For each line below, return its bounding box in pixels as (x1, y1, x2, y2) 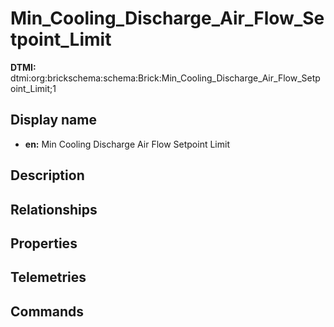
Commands (10, 303, 85, 320)
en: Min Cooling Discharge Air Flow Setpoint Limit (24, 138, 230, 150)
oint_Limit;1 (10, 82, 57, 94)
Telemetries (10, 269, 87, 286)
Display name (10, 112, 97, 129)
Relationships (10, 201, 98, 218)
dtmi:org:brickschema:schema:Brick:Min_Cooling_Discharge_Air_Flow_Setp (10, 72, 321, 84)
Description (10, 167, 85, 184)
